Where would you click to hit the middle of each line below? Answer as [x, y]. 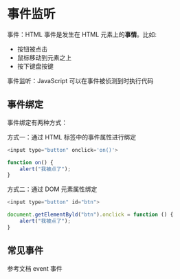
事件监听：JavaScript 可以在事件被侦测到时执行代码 [80, 80]
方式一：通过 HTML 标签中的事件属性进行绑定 [71, 137]
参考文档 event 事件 [35, 268]
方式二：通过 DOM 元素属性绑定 [52, 189]
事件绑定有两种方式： [37, 122]
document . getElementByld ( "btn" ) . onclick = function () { [90, 215]
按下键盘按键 [35, 66]
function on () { [30, 162]
